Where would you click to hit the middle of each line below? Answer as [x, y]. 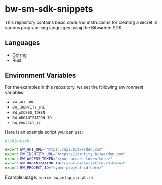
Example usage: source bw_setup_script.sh [49, 177]
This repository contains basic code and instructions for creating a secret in [81, 22]
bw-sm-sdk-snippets [49, 9]
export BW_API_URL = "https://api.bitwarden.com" [54, 150]
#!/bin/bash [17, 141]
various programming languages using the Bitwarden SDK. [64, 27]
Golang [19, 55]
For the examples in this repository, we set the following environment [74, 87]
